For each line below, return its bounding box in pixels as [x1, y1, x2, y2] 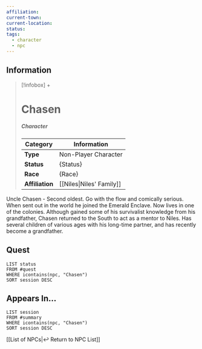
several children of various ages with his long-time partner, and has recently [6, 221, 197, 228]
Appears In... [6, 293, 57, 304]
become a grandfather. [6, 227, 64, 234]
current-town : [6, 15, 42, 21]
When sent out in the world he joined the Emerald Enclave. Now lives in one [6, 201, 195, 209]
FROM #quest [6, 266, 36, 273]
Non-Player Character [59, 150, 123, 158]
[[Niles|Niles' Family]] [59, 179, 122, 188]
